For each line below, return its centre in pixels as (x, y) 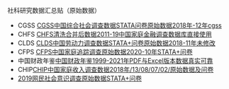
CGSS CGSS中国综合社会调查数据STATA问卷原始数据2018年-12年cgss (119, 25)
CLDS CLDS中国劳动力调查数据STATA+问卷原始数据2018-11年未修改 (117, 43)
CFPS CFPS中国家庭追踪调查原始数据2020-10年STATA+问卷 (105, 52)
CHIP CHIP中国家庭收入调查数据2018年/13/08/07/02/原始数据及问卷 (116, 70)
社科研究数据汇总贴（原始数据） (54, 10)
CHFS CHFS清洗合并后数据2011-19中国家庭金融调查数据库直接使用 (115, 34)
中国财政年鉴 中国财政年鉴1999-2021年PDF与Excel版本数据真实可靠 (115, 61)
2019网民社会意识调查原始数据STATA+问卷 (80, 78)
